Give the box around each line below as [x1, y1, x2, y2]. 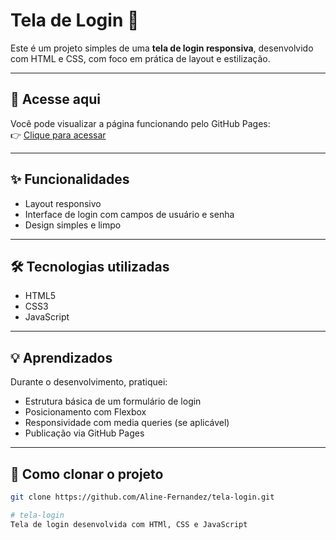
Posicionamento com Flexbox [24, 406, 147, 418]
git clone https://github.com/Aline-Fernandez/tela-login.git [10, 492, 275, 502]
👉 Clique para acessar [10, 129, 107, 141]
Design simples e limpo [24, 219, 122, 231]
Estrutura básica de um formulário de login [24, 395, 202, 408]
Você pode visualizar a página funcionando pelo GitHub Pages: [10, 117, 271, 129]
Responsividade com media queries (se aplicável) [24, 417, 230, 429]
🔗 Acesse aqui [10, 91, 102, 108]
